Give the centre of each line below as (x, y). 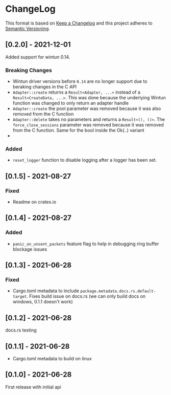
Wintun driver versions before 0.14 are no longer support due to (80, 81)
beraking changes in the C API (45, 87)
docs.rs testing (21, 330)
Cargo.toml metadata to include (46, 291)
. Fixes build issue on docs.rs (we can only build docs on (86, 296)
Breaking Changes (29, 70)
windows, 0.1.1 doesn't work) (43, 302)
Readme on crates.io (34, 202)
